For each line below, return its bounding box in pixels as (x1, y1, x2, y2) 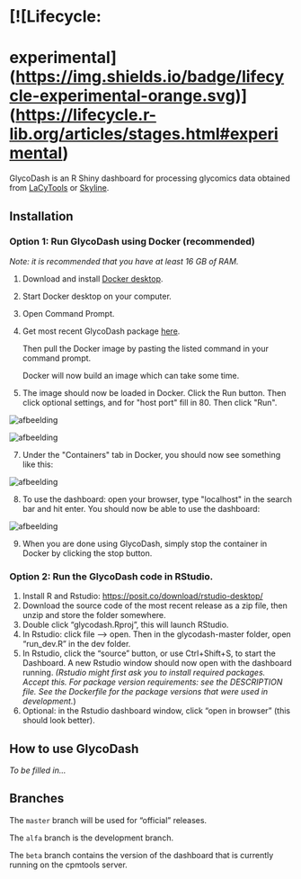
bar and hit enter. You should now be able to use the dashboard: (22, 503, 261, 514)
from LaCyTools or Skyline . (9, 183, 110, 193)
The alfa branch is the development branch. (9, 832, 173, 843)
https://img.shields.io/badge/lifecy (15, 67, 285, 87)
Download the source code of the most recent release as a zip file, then (22, 600, 288, 611)
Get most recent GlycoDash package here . (22, 326, 181, 336)
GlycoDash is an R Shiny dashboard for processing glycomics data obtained (9, 173, 290, 184)
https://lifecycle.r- (15, 105, 157, 125)
